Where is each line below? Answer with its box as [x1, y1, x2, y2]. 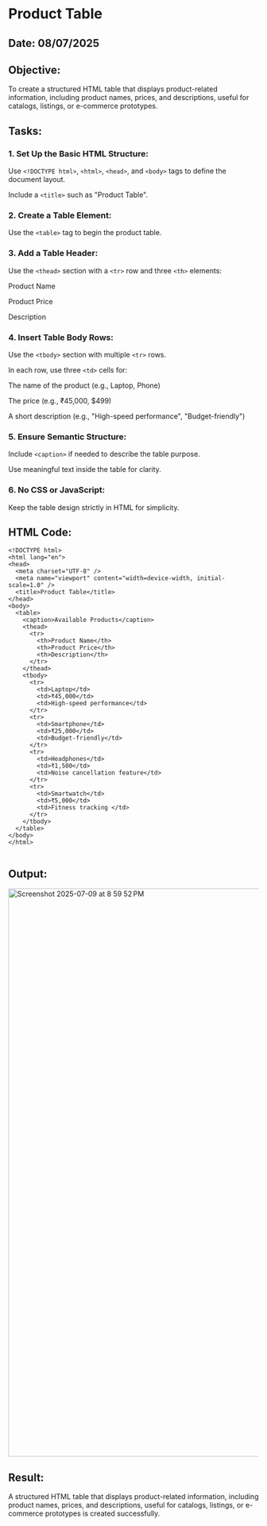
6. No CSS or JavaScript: [8, 485, 106, 496]
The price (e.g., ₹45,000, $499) [8, 396, 112, 405]
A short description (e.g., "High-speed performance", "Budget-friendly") [8, 411, 246, 421]
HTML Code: [8, 525, 72, 539]
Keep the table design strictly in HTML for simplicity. [8, 502, 180, 512]
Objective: [8, 63, 61, 76]
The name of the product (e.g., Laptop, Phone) [8, 381, 161, 390]
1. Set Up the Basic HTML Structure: [8, 148, 149, 159]
